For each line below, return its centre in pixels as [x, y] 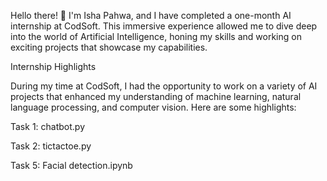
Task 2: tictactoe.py [51, 146]
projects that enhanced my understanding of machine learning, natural [156, 96]
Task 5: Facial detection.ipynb [71, 165]
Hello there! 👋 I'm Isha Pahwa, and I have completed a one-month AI [151, 15]
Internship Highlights [53, 66]
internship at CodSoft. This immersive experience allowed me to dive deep [164, 26]
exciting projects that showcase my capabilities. [109, 47]
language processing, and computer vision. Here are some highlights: [153, 107]
